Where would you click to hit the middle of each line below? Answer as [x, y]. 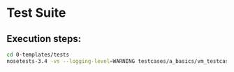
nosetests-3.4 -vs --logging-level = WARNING [71, 61]
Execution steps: [44, 39]
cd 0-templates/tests [38, 55]
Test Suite [36, 13]
